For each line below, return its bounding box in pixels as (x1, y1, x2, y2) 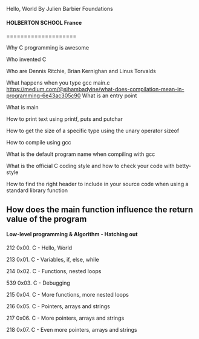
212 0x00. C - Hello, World (6, 244, 73, 251)
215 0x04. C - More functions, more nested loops (6, 291, 129, 298)
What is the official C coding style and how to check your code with (6, 163, 175, 170)
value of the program (6, 214, 87, 224)
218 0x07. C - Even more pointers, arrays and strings (6, 326, 137, 333)
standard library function (6, 187, 68, 194)
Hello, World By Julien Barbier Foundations (6, 5, 113, 12)
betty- (175, 163, 192, 170)
